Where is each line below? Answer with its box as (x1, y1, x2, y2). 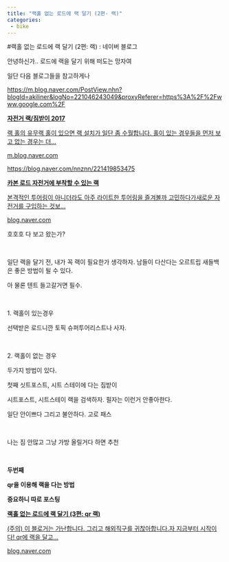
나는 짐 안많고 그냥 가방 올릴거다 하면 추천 (7, 438, 119, 446)
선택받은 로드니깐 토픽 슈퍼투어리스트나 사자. (7, 324, 127, 332)
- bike (10, 23, 30, 30)
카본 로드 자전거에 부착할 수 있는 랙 (7, 179, 100, 187)
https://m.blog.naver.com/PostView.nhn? (7, 85, 122, 94)
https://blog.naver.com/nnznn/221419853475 (7, 164, 135, 173)
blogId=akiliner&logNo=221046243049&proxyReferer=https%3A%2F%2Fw (7, 93, 222, 101)
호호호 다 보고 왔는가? (7, 230, 65, 238)
